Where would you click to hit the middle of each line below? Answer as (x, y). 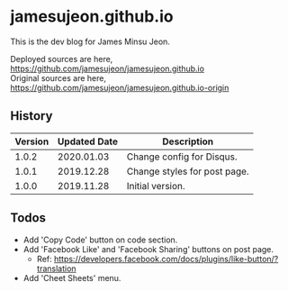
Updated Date (88, 141)
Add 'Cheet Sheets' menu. (72, 277)
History (31, 116)
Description (188, 141)
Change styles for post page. (188, 171)
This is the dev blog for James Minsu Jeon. (90, 41)
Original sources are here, (58, 77)
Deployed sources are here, (62, 59)
